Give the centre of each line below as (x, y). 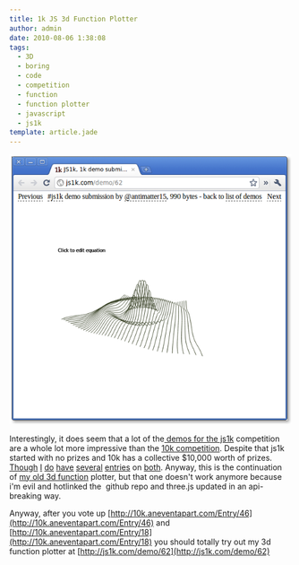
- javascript (42, 113)
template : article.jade (54, 133)
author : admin (36, 28)
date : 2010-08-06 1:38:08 (57, 38)
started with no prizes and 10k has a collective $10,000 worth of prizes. (141, 457)
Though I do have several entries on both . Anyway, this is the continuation (146, 467)
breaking (26, 495)
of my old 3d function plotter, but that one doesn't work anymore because (145, 476)
